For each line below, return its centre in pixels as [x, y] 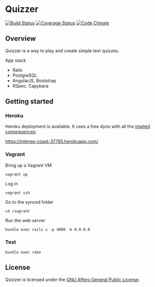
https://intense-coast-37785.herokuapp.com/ [52, 142]
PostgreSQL [25, 75]
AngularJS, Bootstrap [34, 80]
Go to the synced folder [29, 202]
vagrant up [16, 174]
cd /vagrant [17, 211]
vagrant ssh [17, 193]
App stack [16, 60]
